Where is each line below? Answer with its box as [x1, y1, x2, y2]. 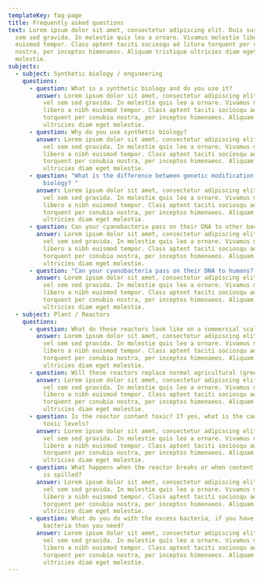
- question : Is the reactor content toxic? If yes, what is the [28, 413, 243, 420]
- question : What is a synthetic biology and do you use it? [28, 84, 233, 93]
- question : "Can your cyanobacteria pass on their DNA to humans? [28, 267, 254, 274]
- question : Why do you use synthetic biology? [28, 128, 188, 136]
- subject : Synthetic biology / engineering [15, 70, 163, 78]
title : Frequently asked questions [8, 19, 124, 27]
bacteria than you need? [42, 522, 124, 530]
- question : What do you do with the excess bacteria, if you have [28, 514, 254, 522]
